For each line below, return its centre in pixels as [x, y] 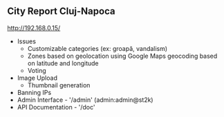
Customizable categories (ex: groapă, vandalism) [97, 48]
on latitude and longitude [63, 63]
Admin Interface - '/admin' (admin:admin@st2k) [85, 100]
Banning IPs [34, 92]
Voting [37, 70]
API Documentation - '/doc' [56, 107]
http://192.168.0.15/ [34, 28]
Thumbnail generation [59, 85]
